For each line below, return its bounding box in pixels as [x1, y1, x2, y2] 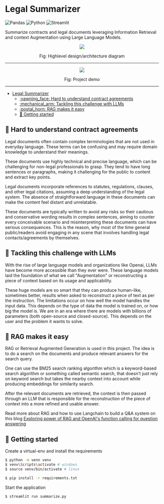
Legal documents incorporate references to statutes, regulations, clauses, [5, 183, 154, 189]
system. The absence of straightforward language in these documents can [5, 194, 155, 200]
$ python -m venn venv [5, 457, 51, 463]
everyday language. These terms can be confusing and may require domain [5, 144, 158, 150]
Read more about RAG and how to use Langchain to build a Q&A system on [5, 410, 156, 416]
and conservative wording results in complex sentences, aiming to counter [5, 214, 155, 220]
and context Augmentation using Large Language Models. [5, 34, 122, 40]
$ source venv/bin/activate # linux [5, 467, 80, 472]
